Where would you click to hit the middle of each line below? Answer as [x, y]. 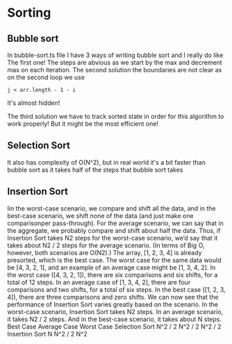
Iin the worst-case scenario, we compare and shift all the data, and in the [111, 208]
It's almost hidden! [34, 103]
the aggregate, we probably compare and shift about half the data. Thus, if [114, 230]
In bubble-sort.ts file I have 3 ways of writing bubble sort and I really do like [115, 55]
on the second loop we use [46, 77]
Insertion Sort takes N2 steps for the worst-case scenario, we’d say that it [113, 238]
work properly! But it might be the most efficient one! [83, 124]
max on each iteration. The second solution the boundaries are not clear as [115, 70]
